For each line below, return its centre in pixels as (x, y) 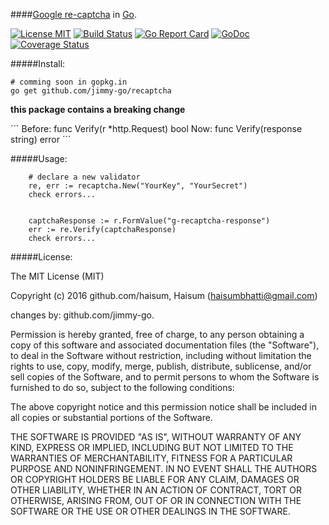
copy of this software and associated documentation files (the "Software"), (165, 345)
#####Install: (38, 63)
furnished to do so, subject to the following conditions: (122, 387)
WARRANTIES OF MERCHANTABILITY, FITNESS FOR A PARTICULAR (151, 458)
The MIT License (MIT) (57, 276)
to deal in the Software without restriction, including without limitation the (161, 355)
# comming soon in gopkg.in (69, 82)
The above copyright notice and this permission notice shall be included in (163, 407)
